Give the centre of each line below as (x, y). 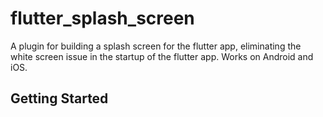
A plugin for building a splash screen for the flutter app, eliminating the (156, 46)
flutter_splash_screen (102, 18)
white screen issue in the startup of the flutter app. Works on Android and (162, 56)
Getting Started (59, 98)
